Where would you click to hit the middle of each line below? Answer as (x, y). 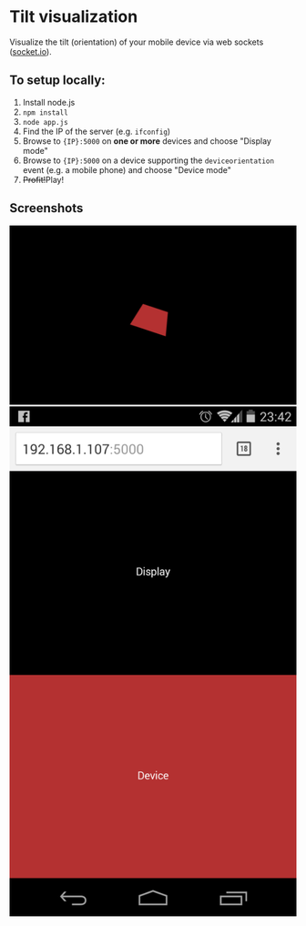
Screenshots (46, 208)
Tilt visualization (74, 17)
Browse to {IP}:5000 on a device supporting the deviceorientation (148, 160)
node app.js (45, 122)
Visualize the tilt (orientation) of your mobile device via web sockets (137, 42)
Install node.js (49, 102)
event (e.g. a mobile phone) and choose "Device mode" (127, 169)
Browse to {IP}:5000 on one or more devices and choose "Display (147, 141)
